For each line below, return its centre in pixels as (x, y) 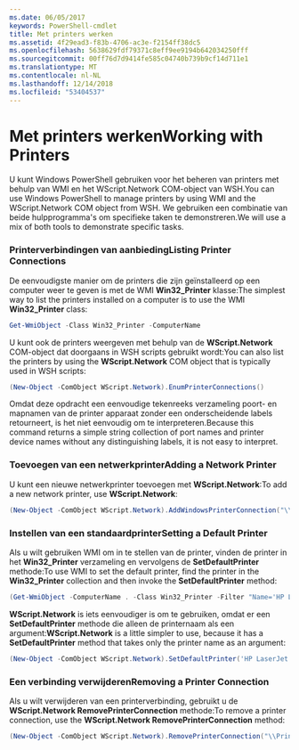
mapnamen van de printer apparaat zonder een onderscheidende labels (141, 413)
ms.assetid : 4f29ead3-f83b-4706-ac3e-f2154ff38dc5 (105, 42)
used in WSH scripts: (48, 371)
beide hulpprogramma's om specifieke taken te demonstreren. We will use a (148, 217)
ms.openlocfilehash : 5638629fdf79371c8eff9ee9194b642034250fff (129, 51)
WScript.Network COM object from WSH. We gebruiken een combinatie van (148, 208)
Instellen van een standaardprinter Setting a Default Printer (139, 533)
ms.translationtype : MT (53, 68)
